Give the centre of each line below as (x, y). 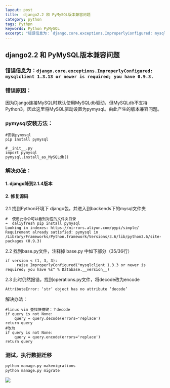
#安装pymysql (18, 135)
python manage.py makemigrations (40, 366)
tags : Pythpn (19, 24)
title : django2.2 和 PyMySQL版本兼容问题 (48, 15)
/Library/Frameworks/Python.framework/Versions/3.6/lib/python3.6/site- (83, 236)
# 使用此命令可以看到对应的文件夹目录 (41, 219)
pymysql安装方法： (29, 123)
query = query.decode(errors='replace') (57, 318)
